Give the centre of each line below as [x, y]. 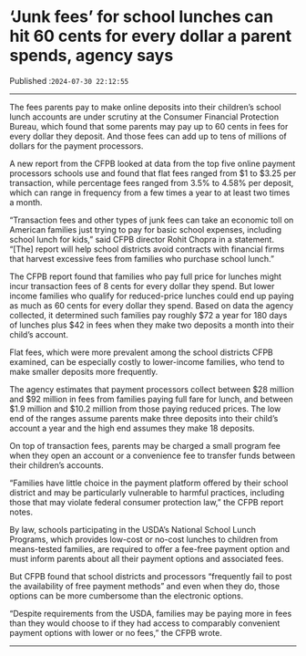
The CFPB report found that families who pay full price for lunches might [146, 276]
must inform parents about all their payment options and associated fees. [147, 558]
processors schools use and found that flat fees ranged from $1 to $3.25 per [153, 173]
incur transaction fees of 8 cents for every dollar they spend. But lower [142, 286]
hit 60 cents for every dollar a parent [151, 36]
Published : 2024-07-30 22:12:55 [69, 80]
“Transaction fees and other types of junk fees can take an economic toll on [152, 220]
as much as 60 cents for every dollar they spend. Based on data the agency [152, 305]
